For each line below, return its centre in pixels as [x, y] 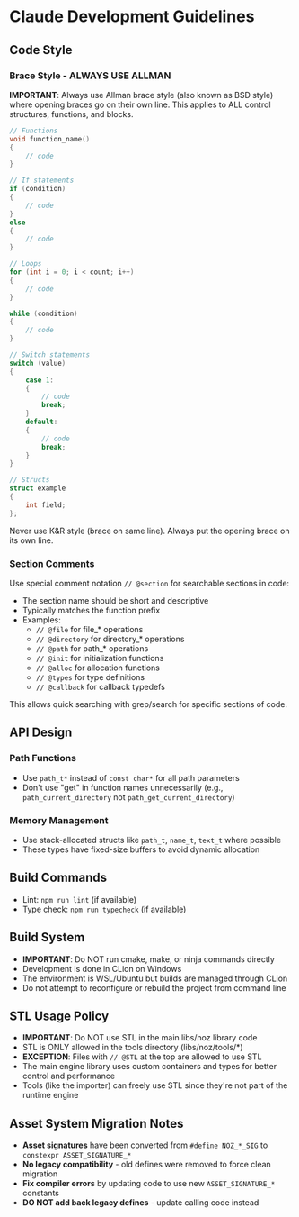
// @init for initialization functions [100, 658]
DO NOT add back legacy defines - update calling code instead [141, 1203]
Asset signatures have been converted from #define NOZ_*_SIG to [145, 1145]
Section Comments [52, 563]
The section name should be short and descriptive [115, 600]
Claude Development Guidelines [132, 17]
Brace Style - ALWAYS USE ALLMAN [90, 76]
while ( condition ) [44, 313]
